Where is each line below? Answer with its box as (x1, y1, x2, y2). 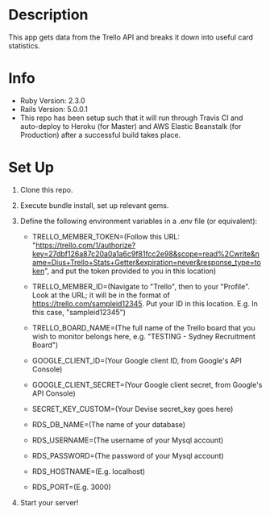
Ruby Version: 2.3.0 (19, 95, 86, 106)
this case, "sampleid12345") (31, 307, 127, 317)
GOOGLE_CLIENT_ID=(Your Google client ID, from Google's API (31, 355, 242, 365)
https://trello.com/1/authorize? (35, 240, 136, 250)
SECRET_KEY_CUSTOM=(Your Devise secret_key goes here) (31, 404, 234, 413)
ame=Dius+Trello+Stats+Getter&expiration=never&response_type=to (31, 257, 262, 267)
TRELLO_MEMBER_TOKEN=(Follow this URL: (31, 231, 180, 241)
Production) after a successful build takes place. (19, 130, 181, 139)
